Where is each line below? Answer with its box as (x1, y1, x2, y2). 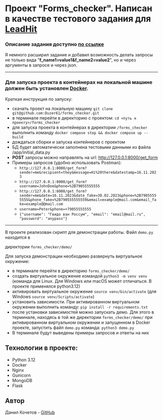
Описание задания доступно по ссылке (5, 41, 104, 48)
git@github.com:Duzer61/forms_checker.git (12, 110, 99, 116)
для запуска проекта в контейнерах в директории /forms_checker (12, 124, 148, 130)
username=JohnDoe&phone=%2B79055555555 (19, 183, 100, 189)
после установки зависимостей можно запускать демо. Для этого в (12, 309, 154, 315)
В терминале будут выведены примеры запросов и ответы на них (12, 330, 149, 335)
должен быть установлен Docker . (5, 85, 89, 92)
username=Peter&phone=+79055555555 (19, 207, 91, 211)
